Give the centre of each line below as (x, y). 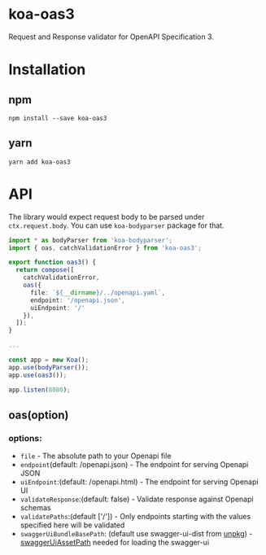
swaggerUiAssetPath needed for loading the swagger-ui (115, 543)
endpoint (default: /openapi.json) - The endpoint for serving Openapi (134, 465)
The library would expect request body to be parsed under (107, 216)
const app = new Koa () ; (49, 360)
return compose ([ (45, 270)
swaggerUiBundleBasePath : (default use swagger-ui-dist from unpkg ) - (136, 534)
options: (25, 438)
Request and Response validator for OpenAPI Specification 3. (111, 37)
